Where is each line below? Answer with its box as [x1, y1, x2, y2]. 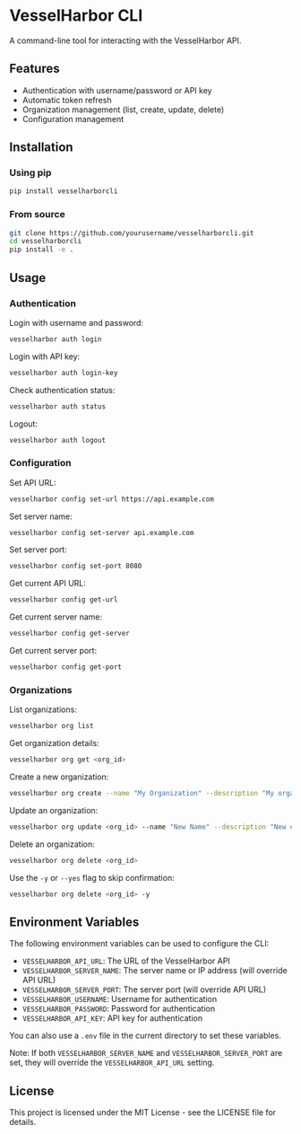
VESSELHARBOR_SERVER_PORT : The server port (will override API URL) [21, 984, 267, 995]
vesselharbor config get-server [9, 629, 130, 638]
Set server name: [9, 511, 73, 522]
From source [9, 208, 65, 221]
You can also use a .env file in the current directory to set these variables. [9, 1030, 282, 1042]
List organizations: [9, 704, 78, 715]
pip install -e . [9, 245, 74, 254]
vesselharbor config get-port [9, 663, 123, 672]
